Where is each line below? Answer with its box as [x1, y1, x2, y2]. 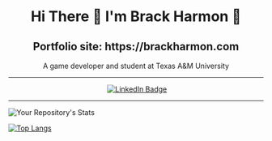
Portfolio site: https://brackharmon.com [32, 40, 240, 53]
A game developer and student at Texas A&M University [43, 61, 229, 70]
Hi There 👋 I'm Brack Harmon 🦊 [31, 7, 241, 26]
